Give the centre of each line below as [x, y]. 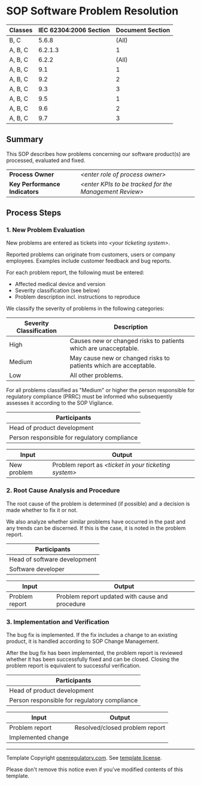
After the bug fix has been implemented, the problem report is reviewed [95, 653]
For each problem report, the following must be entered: [75, 273]
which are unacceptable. [104, 348]
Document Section [143, 30]
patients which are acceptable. [113, 366]
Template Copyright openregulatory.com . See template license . [84, 758]
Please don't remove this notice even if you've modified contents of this [95, 769]
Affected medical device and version [60, 284]
